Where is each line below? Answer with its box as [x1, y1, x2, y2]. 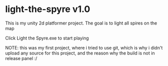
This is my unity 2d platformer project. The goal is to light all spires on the [5, 20, 157, 26]
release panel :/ [5, 55, 38, 61]
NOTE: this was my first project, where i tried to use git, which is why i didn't [5, 44, 163, 50]
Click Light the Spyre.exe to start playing [5, 35, 89, 41]
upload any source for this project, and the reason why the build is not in [5, 50, 155, 56]
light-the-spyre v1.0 [5, 3, 90, 15]
